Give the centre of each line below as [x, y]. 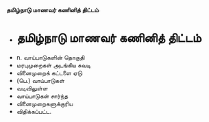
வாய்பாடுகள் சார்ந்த [42, 96]
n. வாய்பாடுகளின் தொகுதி [50, 57]
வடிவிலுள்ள [32, 88]
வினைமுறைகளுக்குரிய [45, 103]
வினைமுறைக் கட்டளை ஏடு [49, 73]
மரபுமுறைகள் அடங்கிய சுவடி [53, 65]
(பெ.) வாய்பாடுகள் [40, 80]
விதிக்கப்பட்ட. [34, 111]
